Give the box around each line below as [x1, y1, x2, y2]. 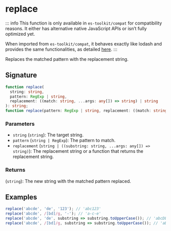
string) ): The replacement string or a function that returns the [12, 148, 144, 154]
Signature [5, 71, 37, 80]
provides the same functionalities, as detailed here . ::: [5, 46, 118, 52]
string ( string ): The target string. [12, 132, 84, 138]
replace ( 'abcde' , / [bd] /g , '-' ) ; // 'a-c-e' [5, 211, 101, 216]
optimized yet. [5, 31, 36, 37]
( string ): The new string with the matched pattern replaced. [5, 178, 131, 184]
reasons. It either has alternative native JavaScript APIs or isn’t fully [5, 25, 147, 31]
